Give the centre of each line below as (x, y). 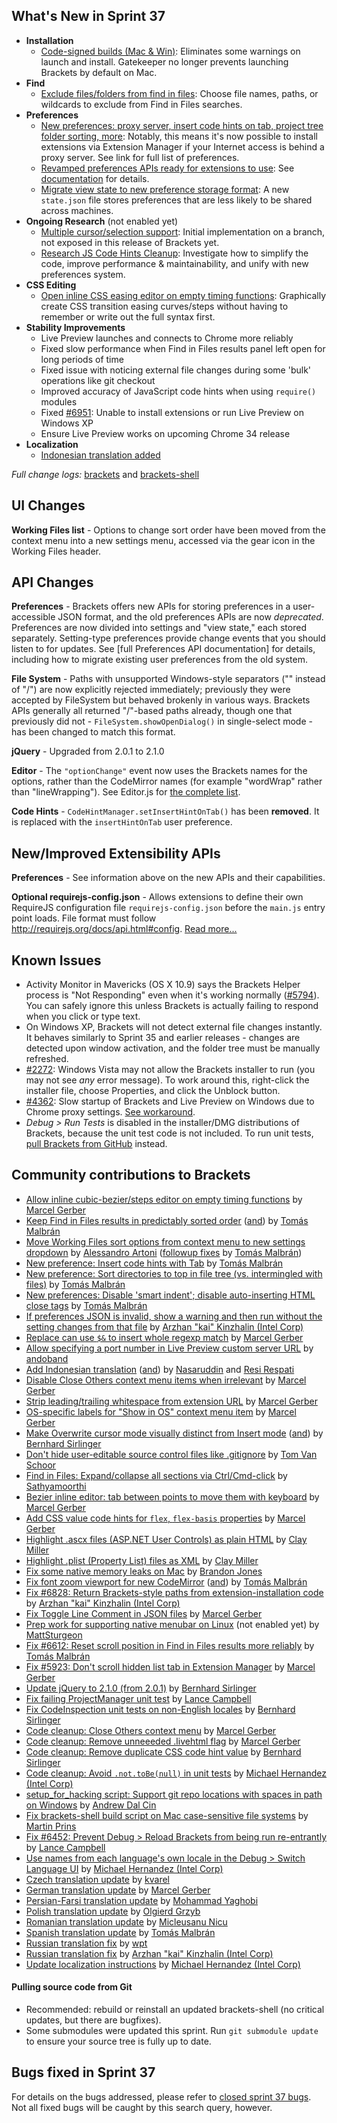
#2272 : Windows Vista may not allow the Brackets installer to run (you (170, 1070)
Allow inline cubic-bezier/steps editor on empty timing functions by (164, 1199)
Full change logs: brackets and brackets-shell (105, 474)
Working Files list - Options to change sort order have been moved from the (168, 530)
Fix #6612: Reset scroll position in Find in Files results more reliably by (170, 1645)
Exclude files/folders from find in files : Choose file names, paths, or (179, 93)
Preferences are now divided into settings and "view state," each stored (159, 628)
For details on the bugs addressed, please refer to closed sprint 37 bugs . (161, 2096)
